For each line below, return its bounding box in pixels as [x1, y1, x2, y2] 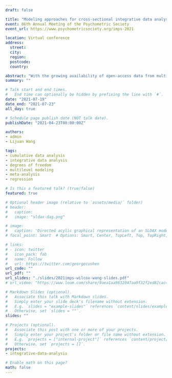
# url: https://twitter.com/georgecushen [5, 261, 100, 266]
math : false [5, 365, 31, 370]
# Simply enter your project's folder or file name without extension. [5, 332, 166, 337]
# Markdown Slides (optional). [5, 290, 72, 295]
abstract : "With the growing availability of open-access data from [5, 73, 155, 78]
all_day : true [5, 106, 36, 112]
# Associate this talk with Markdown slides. [5, 294, 109, 299]
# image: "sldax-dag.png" [5, 214, 66, 219]
